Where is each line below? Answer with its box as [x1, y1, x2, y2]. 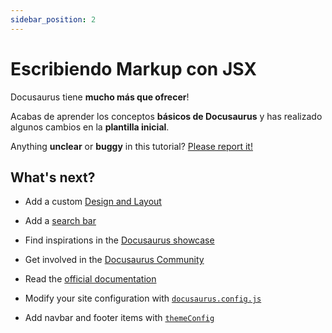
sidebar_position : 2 [10, 14, 97, 25]
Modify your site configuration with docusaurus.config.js [24, 292, 262, 305]
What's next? [10, 169, 96, 186]
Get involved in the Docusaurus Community [24, 254, 205, 266]
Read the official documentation [24, 273, 157, 285]
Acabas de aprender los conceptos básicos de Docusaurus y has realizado [10, 110, 323, 122]
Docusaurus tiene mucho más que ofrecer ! [10, 91, 190, 103]
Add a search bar [24, 215, 97, 227]
